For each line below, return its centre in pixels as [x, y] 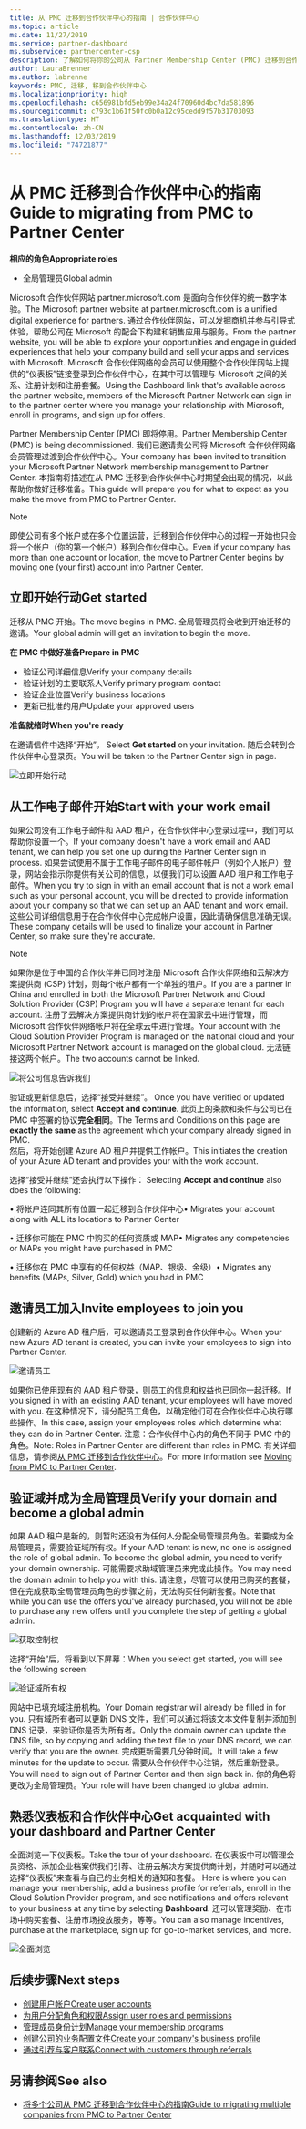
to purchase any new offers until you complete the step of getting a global [148, 1610]
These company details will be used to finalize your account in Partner [141, 927]
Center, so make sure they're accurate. [82, 936]
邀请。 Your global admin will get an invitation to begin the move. [130, 633]
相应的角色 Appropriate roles [64, 258]
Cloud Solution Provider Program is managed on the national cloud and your [152, 1036]
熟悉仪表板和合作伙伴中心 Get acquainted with [140, 1817]
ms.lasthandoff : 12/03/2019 [63, 137]
